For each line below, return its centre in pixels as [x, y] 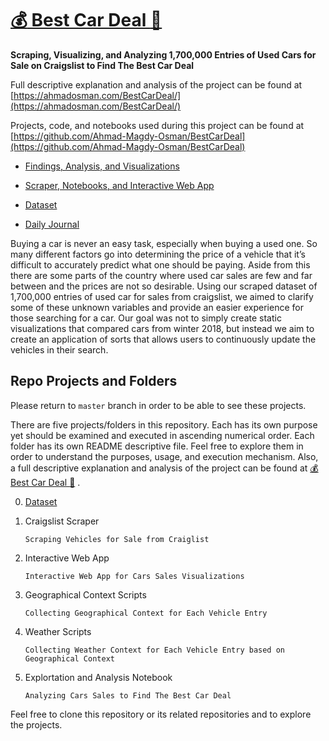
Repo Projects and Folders [94, 381]
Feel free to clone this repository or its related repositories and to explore [161, 714]
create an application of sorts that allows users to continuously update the [163, 339]
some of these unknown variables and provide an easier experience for [157, 307]
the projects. [36, 724]
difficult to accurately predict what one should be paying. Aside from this [160, 264]
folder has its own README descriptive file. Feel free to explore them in [157, 446]
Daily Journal [52, 224]
